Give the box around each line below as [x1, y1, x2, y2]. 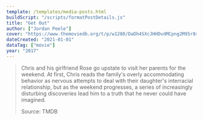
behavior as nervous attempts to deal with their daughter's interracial [21, 77, 193, 84]
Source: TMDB [21, 107, 58, 115]
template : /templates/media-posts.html [6, 8, 107, 15]
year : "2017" [6, 48, 39, 54]
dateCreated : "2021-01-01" [6, 37, 74, 43]
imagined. [21, 96, 47, 103]
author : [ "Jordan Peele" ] [6, 25, 71, 32]
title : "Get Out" [6, 20, 50, 26]
